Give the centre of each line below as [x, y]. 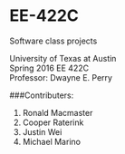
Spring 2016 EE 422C [49, 68]
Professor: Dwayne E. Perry [61, 77]
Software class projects [53, 41]
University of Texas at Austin [63, 58]
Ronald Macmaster [58, 112]
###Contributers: [42, 95]
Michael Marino [52, 141]
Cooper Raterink [53, 122]
